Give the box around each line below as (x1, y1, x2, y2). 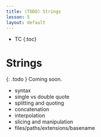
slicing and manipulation (14, 118, 74, 125)
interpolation (14, 112, 46, 119)
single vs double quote (14, 93, 70, 101)
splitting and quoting (14, 99, 64, 106)
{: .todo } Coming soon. (6, 76, 62, 83)
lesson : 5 (6, 14, 30, 20)
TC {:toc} (14, 36, 37, 43)
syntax (14, 87, 31, 94)
